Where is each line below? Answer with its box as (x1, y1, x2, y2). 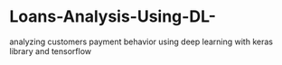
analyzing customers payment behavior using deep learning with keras (9, 36, 274, 47)
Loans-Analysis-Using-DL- (9, 6, 217, 27)
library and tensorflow (9, 45, 92, 56)
